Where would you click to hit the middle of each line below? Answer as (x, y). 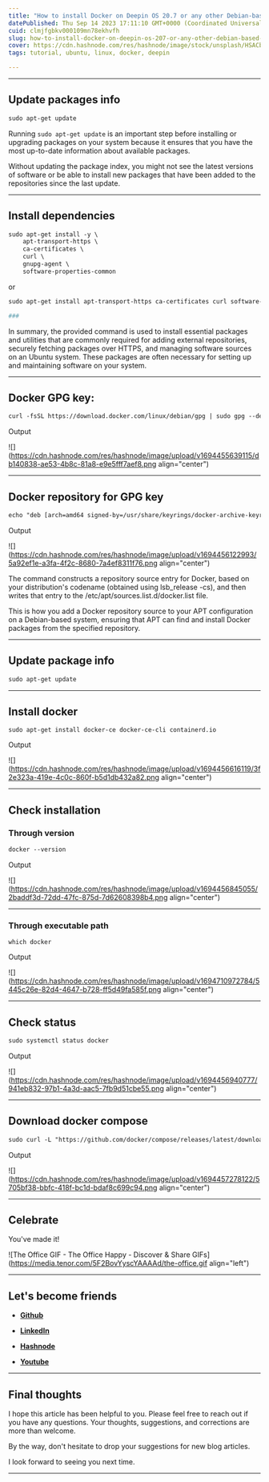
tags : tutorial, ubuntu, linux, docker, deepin (89, 53)
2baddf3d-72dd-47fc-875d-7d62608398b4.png (88, 897)
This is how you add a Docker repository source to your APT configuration (131, 611)
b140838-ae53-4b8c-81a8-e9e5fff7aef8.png (82, 464)
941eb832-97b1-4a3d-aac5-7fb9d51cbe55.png (86, 1088)
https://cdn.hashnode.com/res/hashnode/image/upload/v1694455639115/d (135, 456)
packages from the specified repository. (74, 628)
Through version (41, 833)
